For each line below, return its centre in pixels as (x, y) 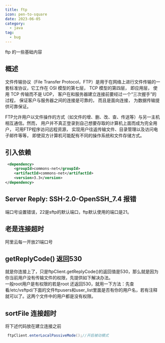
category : (15, 23)
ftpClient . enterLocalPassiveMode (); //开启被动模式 (58, 336)
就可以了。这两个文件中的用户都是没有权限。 (50, 296)
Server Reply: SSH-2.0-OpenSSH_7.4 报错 (71, 199)
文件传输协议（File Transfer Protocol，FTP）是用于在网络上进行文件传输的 (81, 81)
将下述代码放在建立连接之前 (33, 326)
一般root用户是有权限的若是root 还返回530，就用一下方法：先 (67, 284)
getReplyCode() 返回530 (44, 259)
